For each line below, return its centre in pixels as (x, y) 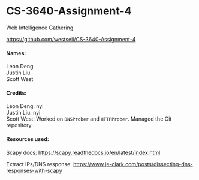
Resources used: (28, 139)
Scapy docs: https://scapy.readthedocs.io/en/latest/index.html (83, 152)
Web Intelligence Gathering (40, 28)
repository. (19, 125)
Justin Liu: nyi (23, 113)
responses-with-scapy (34, 170)
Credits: (16, 93)
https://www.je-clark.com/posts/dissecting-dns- (133, 164)
